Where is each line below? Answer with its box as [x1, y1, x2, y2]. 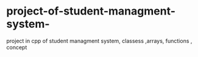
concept [6, 44, 27, 51]
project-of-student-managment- [6, 4, 175, 18]
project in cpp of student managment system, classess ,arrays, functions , [6, 37, 193, 44]
